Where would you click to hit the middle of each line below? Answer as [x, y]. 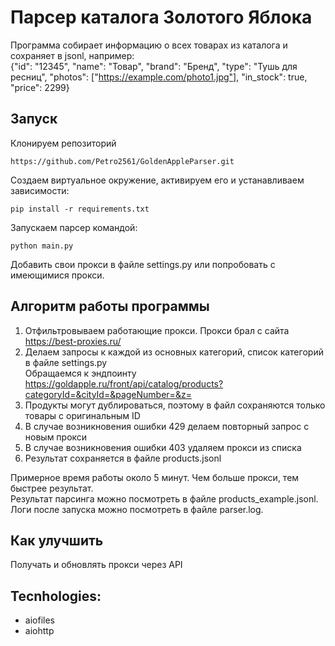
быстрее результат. [52, 488]
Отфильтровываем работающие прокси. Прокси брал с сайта [157, 330]
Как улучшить [57, 540]
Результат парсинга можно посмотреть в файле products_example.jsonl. [164, 498]
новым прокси [56, 437]
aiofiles [39, 620]
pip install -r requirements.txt [80, 209]
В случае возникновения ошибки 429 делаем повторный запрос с [167, 426]
